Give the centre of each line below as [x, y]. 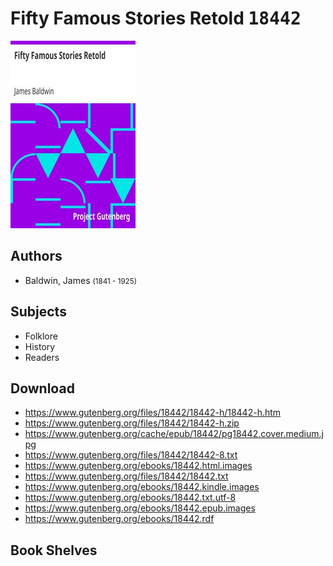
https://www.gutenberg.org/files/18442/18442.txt [126, 476]
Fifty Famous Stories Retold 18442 [156, 18]
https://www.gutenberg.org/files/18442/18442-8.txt [131, 455]
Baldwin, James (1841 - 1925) [80, 280]
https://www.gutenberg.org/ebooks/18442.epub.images [140, 508]
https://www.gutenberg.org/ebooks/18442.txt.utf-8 [130, 498]
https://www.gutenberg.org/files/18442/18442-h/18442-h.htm [153, 413]
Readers [42, 357]
